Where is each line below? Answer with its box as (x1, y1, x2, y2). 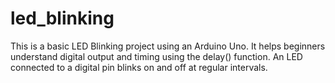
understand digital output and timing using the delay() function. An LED (10, 50, 303, 62)
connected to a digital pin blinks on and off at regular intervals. (10, 61, 268, 73)
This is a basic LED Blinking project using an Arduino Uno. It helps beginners (10, 40, 326, 52)
